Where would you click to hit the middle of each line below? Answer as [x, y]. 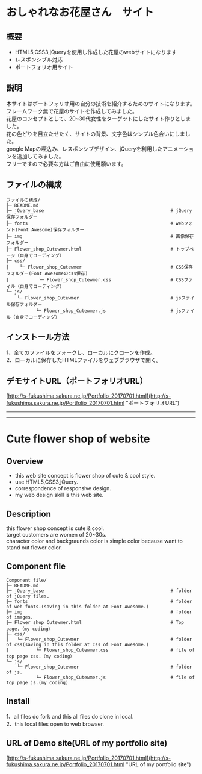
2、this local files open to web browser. [55, 724]
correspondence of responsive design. [63, 488]
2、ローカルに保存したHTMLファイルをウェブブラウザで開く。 [84, 360]
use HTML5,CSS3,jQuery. [46, 482]
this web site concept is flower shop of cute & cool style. [85, 476]
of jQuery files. [28, 596]
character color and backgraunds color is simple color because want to [95, 541]
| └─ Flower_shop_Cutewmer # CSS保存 [100, 267]
